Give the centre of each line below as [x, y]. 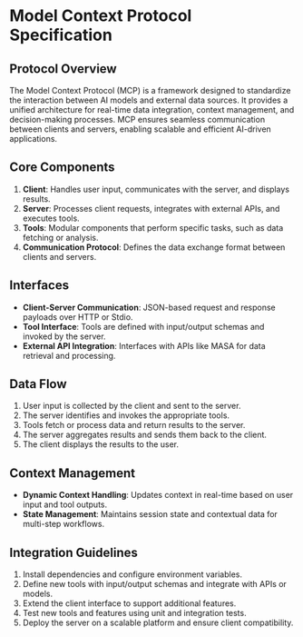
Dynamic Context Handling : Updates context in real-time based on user [158, 495]
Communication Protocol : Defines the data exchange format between [154, 247]
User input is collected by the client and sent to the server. [132, 406]
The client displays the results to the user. [101, 444]
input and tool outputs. [64, 504]
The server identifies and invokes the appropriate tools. [126, 415]
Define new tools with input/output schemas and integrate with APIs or [155, 584]
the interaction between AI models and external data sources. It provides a [149, 100]
